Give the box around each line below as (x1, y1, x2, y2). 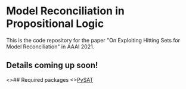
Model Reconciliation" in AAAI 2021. (6, 43, 95, 50)
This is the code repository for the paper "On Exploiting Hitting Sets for (6, 36, 181, 44)
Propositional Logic (6, 17, 104, 30)
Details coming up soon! (6, 60, 98, 70)
